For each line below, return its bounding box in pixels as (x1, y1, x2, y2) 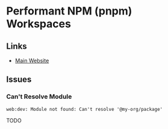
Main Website (14, 57, 49, 64)
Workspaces (6, 17, 71, 31)
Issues (6, 74, 32, 85)
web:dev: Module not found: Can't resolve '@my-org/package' (6, 106, 163, 112)
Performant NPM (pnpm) (6, 4, 132, 18)
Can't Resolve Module (6, 92, 72, 101)
